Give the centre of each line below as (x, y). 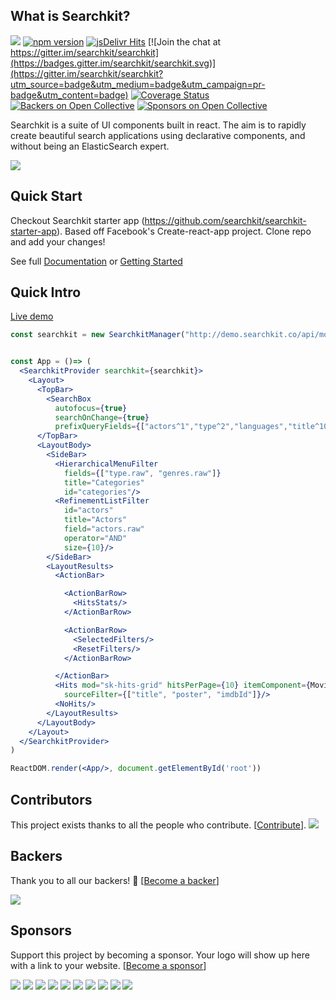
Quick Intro (46, 292)
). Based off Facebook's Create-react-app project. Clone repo (184, 231)
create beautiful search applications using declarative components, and (158, 135)
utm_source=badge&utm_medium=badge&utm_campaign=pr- (138, 84)
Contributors (51, 799)
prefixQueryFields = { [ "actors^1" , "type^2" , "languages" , (171, 427)
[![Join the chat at (184, 41)
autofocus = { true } (91, 408)
